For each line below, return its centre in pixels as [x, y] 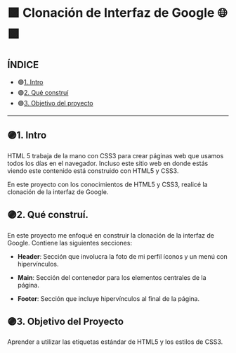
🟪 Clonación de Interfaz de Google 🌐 [117, 13]
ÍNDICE [23, 64]
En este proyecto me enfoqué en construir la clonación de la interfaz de [111, 235]
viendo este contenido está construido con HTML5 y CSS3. [93, 171]
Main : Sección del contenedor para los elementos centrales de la [112, 277]
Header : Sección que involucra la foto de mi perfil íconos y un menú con [123, 256]
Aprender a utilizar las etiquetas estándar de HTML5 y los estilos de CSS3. [115, 342]
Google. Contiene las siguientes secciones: [70, 243]
